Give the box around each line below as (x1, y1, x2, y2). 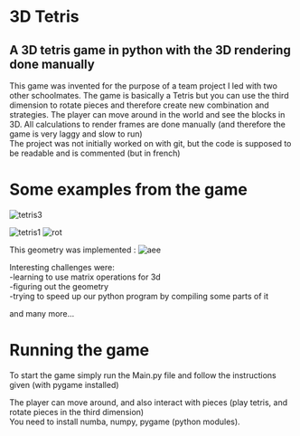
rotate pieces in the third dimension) (9, 406, 145, 417)
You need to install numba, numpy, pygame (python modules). (9, 416, 241, 427)
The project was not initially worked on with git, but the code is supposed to (9, 138, 292, 148)
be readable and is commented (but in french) (9, 147, 181, 158)
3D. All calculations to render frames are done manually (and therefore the (9, 119, 286, 129)
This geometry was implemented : (9, 244, 136, 255)
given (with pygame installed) (9, 379, 119, 390)
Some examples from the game (9, 179, 248, 200)
